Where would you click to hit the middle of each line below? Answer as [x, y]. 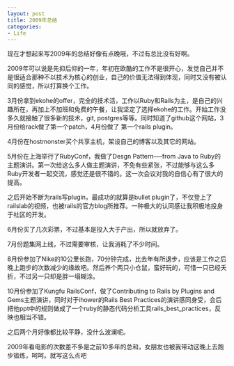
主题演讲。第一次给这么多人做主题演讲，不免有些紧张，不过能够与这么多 [111, 165]
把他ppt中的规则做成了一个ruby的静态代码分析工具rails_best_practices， [111, 309]
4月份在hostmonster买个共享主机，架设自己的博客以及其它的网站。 [103, 142]
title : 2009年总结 [32, 20]
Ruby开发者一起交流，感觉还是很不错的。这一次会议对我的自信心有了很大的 [115, 174]
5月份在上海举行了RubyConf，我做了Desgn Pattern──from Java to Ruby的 [114, 157]
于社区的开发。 [29, 215]
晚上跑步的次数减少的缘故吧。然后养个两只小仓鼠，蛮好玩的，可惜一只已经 [114, 268]
